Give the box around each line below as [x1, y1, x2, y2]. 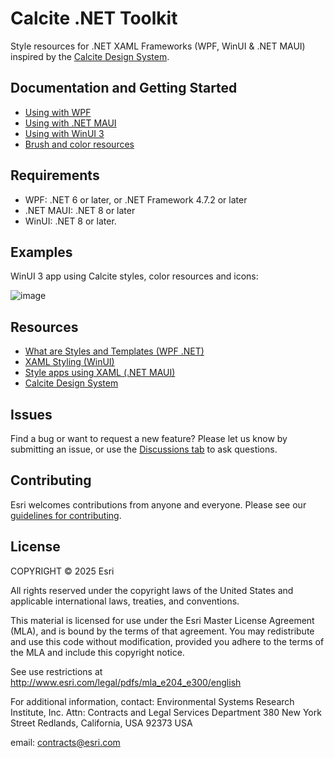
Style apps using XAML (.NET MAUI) [24, 367, 176, 379]
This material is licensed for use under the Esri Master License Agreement [10, 614, 315, 626]
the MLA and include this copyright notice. [10, 646, 185, 658]
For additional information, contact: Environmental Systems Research [10, 695, 295, 707]
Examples [10, 243, 73, 261]
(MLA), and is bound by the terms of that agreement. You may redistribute [10, 625, 315, 637]
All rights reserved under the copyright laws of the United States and [10, 584, 294, 596]
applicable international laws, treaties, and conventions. [10, 595, 240, 607]
